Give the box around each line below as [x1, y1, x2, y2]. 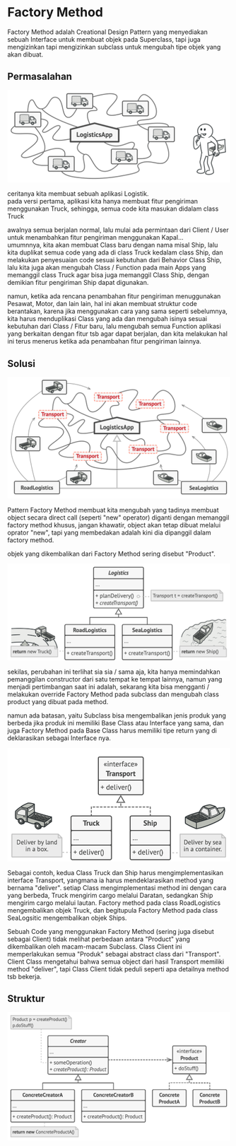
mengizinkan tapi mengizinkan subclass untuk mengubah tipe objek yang [7, 42, 221, 51]
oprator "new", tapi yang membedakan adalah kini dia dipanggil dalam [7, 528, 211, 537]
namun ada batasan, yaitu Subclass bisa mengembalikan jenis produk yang [7, 711, 226, 720]
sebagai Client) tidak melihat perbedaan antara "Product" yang [7, 935, 191, 944]
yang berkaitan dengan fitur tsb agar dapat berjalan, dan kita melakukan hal [7, 329, 228, 338]
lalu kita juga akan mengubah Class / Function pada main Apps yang [7, 263, 206, 272]
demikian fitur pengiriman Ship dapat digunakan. [7, 279, 149, 287]
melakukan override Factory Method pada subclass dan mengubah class [7, 690, 219, 698]
